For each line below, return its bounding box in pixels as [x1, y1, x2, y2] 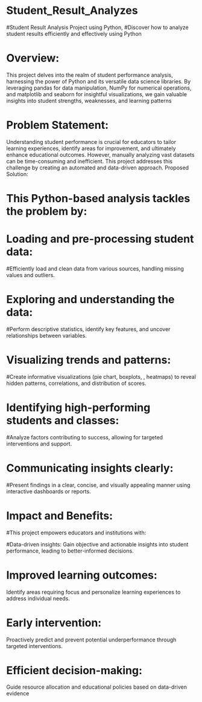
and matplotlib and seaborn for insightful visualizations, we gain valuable [6, 90, 187, 97]
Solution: [6, 170, 28, 177]
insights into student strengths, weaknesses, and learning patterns [6, 97, 172, 104]
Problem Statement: [6, 119, 109, 132]
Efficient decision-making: [6, 663, 143, 677]
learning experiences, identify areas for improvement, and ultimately [6, 145, 176, 152]
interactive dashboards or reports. [6, 488, 92, 495]
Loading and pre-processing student [6, 232, 194, 246]
